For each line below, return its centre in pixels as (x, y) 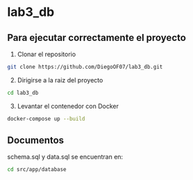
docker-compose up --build (46, 118)
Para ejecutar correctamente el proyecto (96, 38)
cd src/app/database (37, 170)
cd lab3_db (23, 93)
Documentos (36, 140)
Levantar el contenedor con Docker (68, 106)
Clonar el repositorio (47, 54)
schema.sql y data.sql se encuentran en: (65, 157)
